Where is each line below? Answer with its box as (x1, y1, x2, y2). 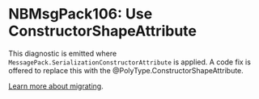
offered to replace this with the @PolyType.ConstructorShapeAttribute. (8, 65, 244, 75)
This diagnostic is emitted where (8, 48, 117, 58)
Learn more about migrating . (8, 81, 104, 91)
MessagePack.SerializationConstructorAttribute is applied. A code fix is (8, 57, 251, 67)
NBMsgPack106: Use (8, 5, 153, 23)
